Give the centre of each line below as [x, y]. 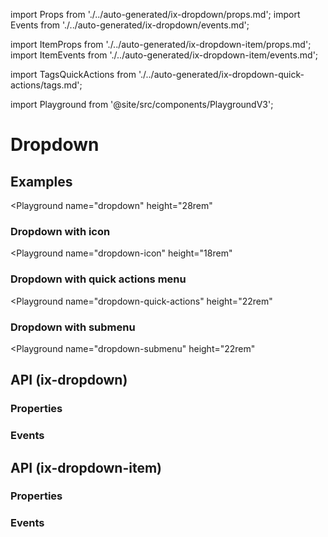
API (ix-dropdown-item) [86, 467]
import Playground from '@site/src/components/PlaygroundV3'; [142, 104]
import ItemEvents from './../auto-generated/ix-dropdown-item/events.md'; [164, 55]
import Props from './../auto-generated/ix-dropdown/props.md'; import [155, 14]
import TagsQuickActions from [73, 74]
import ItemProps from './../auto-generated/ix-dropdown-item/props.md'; [161, 44]
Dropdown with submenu [73, 327]
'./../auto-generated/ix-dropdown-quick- [221, 74]
